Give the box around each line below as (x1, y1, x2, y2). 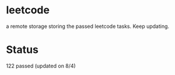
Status (6, 43, 39, 56)
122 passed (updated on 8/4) (6, 62, 76, 69)
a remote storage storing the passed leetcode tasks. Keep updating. (6, 23, 170, 30)
